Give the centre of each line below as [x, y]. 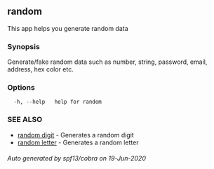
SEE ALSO [25, 120]
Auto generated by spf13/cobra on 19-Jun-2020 [76, 158]
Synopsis [24, 46]
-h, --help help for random [58, 102]
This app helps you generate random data [68, 28]
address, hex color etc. [40, 69]
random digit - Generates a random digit [76, 135]
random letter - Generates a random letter [78, 142]
